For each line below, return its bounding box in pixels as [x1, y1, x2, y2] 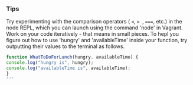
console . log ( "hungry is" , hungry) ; [6, 60, 94, 66]
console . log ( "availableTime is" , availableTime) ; [6, 65, 131, 72]
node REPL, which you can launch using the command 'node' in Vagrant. [6, 24, 183, 31]
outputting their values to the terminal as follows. [6, 43, 125, 50]
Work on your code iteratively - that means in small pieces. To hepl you [6, 30, 179, 38]
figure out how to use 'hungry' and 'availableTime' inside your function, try [6, 37, 188, 44]
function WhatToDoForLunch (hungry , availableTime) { [6, 55, 139, 60]
